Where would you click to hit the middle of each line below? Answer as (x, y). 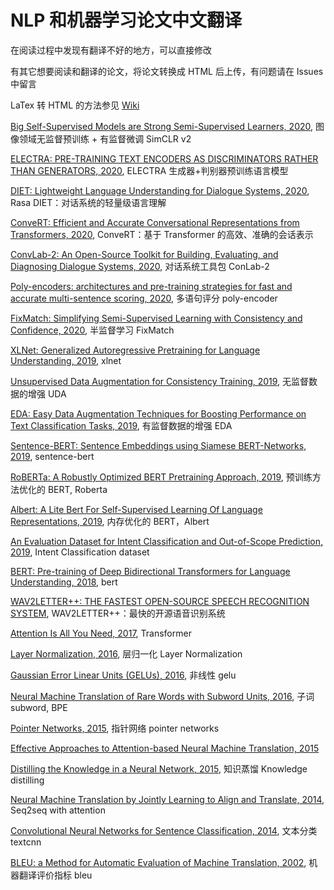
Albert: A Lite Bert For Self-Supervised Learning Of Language (136, 509)
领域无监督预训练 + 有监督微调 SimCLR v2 (105, 138)
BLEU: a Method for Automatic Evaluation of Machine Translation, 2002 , (158, 862)
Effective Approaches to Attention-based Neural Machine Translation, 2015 (165, 748)
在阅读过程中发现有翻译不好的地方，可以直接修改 (111, 50)
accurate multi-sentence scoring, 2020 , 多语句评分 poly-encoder (144, 298)
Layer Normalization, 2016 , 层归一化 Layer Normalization (126, 653)
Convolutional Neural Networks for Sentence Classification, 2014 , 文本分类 (164, 830)
